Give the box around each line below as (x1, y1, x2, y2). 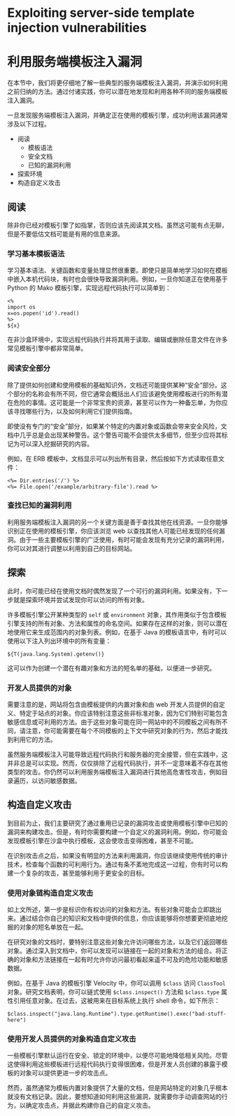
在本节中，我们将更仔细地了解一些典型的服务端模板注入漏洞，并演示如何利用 (7, 79, 228, 87)
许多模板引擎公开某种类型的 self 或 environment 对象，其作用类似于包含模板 (7, 610, 227, 618)
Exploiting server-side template (7, 5, 195, 21)
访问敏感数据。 (37, 776, 81, 784)
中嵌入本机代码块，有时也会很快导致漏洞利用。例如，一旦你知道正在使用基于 (7, 275, 228, 283)
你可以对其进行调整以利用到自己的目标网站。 (7, 544, 136, 552)
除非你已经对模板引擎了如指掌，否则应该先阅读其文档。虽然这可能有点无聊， (7, 221, 228, 229)
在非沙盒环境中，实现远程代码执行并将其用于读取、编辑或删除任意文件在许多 (7, 335, 228, 344)
